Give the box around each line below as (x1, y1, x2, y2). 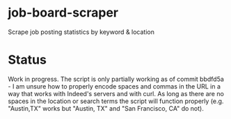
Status (8, 52, 47, 68)
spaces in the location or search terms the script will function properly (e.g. (8, 97, 224, 105)
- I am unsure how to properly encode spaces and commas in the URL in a (8, 82, 221, 91)
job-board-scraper (8, 5, 119, 21)
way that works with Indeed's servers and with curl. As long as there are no (8, 89, 225, 98)
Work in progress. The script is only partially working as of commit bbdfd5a (8, 75, 225, 83)
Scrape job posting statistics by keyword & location (8, 28, 155, 36)
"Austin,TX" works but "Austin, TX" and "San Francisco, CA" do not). (8, 104, 204, 112)
